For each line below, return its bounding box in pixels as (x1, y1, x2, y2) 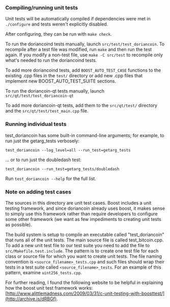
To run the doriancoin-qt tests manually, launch (5, 88, 104, 94)
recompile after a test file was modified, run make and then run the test (5, 47, 152, 53)
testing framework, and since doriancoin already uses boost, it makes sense (5, 205, 165, 211)
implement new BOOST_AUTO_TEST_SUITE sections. (5, 78, 117, 84)
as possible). (5, 222, 32, 228)
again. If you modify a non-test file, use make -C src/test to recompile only (5, 52, 163, 58)
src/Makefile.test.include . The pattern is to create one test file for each (5, 248, 159, 254)
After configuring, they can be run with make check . (5, 31, 112, 37)
